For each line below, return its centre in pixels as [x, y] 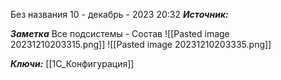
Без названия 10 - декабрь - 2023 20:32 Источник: [119, 14]
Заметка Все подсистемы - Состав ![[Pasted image [120, 33]
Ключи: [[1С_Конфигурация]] [72, 63]
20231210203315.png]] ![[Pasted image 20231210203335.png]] [141, 44]
